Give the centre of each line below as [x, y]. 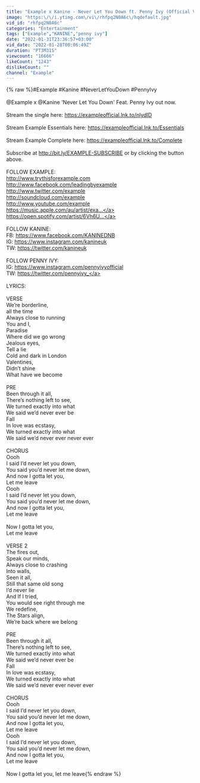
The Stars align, [26, 615]
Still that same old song [35, 584]
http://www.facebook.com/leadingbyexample [62, 185]
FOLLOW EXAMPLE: [31, 172]
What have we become [34, 375]
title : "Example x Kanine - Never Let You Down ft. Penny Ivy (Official [98, 12]
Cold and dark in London [37, 356]
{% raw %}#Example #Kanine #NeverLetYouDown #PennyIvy [82, 89]
